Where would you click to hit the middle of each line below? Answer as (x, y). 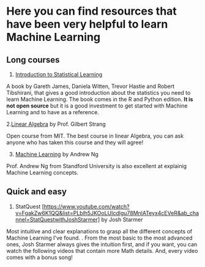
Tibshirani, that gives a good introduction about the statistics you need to (99, 93)
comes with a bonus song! (40, 257)
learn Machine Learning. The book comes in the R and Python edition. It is (100, 99)
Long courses (33, 60)
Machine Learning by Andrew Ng (57, 154)
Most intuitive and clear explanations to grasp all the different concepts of (99, 231)
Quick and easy (37, 192)
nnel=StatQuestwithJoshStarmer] (58, 219)
